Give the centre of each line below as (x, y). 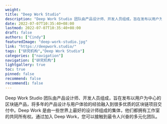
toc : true (15, 70)
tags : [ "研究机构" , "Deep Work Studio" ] (45, 51)
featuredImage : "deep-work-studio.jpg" (46, 42)
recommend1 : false (24, 83)
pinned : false (20, 74)
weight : (13, 10)
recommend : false (23, 79)
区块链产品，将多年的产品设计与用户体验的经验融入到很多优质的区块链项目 (81, 104)
